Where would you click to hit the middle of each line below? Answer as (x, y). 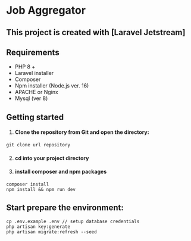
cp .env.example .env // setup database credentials (73, 221)
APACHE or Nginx (36, 92)
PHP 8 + (25, 67)
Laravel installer (34, 73)
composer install (28, 184)
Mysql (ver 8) (31, 98)
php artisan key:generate (38, 227)
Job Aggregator (46, 10)
